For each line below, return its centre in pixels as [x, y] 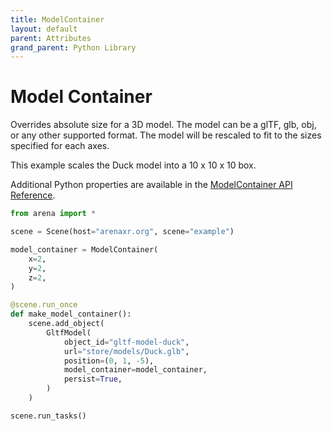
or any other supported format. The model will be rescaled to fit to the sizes [166, 135]
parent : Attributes [51, 38]
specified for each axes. [60, 146]
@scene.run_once [44, 305]
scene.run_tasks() [48, 416]
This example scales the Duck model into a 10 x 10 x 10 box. [133, 165]
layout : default [44, 29]
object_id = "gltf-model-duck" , [126, 342]
